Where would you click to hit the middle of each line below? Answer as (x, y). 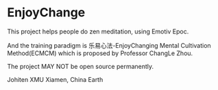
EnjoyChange (46, 13)
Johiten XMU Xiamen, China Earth (55, 79)
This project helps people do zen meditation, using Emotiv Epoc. (98, 31)
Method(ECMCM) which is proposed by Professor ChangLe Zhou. (100, 53)
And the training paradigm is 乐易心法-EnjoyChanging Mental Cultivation (109, 45)
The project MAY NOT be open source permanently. (81, 66)
